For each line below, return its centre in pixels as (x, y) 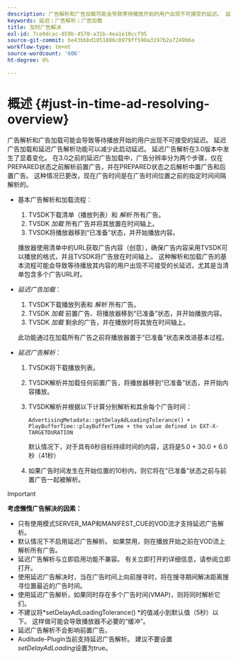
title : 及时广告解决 (34, 27)
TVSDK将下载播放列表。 (63, 368)
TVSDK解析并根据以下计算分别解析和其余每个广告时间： (110, 407)
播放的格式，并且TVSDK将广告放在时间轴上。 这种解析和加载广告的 (122, 256)
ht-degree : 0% (28, 60)
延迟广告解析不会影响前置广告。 (64, 630)
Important (22, 493)
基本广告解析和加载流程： (55, 199)
